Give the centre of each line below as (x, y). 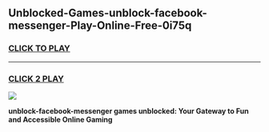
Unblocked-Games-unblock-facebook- (108, 13)
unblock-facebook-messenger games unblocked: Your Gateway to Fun (129, 110)
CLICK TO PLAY (39, 49)
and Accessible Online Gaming (60, 119)
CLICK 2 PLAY (36, 78)
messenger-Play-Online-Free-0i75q (100, 26)
